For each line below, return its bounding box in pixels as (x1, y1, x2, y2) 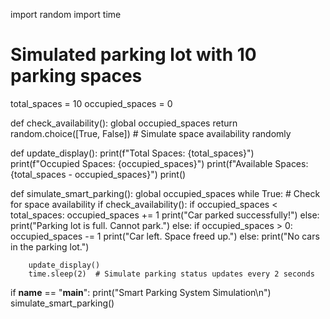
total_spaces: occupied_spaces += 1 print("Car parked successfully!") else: (10, 209, 320, 221)
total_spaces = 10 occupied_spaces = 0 (10, 97, 173, 109)
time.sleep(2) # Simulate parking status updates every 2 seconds (28, 269, 315, 279)
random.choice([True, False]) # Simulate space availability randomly (10, 127, 292, 139)
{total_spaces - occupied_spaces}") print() (10, 168, 187, 180)
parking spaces (10, 65, 143, 88)
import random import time (10, 9, 122, 20)
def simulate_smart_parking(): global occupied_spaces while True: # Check (10, 187, 321, 199)
